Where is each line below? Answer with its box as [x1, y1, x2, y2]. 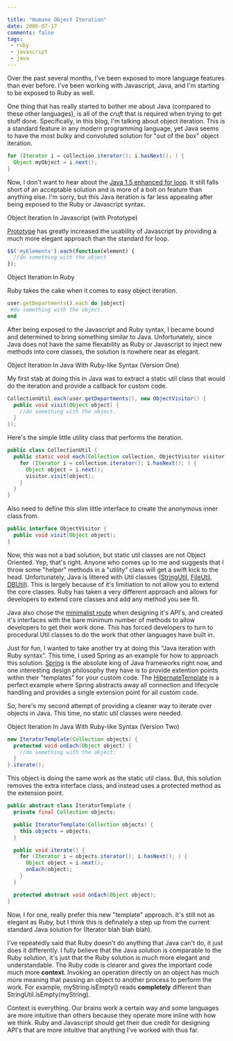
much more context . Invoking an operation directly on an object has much [7, 968, 220, 977]
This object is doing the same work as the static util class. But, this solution [7, 774, 222, 782]
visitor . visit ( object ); [25, 472, 95, 479]
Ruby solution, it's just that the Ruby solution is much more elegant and [7, 953, 210, 961]
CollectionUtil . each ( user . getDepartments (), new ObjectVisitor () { [7, 395, 207, 402]
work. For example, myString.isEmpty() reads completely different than [7, 983, 212, 991]
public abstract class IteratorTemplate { [7, 802, 132, 809]
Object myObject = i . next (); [13, 159, 98, 166]
